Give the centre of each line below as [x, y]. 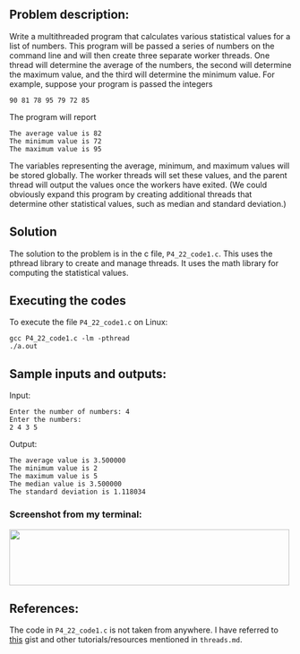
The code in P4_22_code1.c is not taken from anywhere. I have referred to [144, 630]
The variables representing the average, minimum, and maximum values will [150, 166]
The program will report [53, 116]
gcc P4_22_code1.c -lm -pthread [69, 339]
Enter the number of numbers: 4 [69, 412]
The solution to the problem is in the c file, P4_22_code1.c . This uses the [141, 254]
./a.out [24, 347]
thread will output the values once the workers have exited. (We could [138, 185]
